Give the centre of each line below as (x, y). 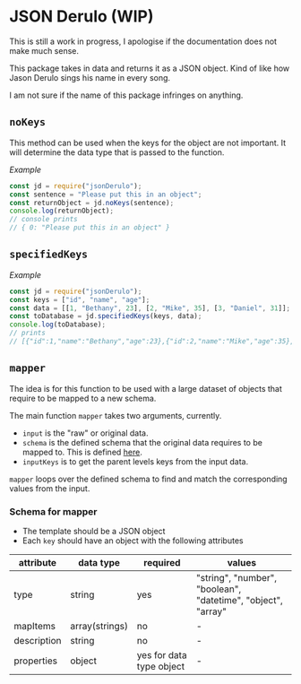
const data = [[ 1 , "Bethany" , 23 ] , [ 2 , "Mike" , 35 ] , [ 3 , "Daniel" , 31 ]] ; (150, 308)
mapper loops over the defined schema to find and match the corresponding (149, 479)
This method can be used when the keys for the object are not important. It (148, 143)
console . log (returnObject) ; (62, 211)
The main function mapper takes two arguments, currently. (116, 415)
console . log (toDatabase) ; (57, 325)
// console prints (43, 220)
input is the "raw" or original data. (85, 433)
